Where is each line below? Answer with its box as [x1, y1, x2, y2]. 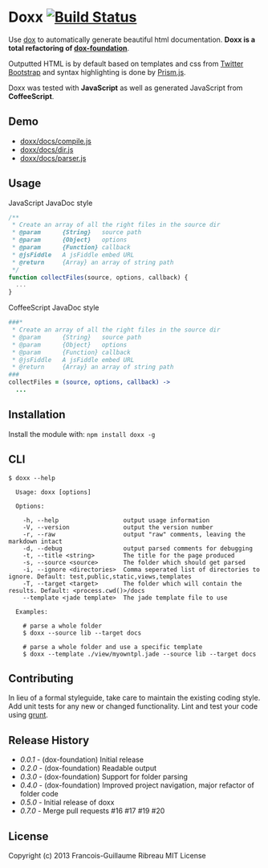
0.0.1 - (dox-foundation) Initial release [19, 755, 144, 764]
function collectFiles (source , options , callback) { [8, 274, 189, 282]
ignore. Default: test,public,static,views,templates [8, 572, 193, 581]
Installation [8, 408, 66, 422]
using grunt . [8, 710, 48, 720]
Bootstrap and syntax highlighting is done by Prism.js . [8, 67, 186, 76]
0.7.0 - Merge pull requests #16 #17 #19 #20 [19, 806, 165, 816]
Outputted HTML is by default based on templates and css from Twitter [8, 59, 244, 68]
